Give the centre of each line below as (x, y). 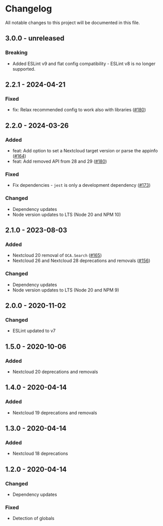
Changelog (29, 9)
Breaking (16, 53)
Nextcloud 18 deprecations (40, 453)
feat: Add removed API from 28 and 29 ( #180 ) (60, 161)
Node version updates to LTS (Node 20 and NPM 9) (66, 290)
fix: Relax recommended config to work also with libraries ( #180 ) (79, 110)
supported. (24, 69)
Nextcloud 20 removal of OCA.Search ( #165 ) (57, 255)
